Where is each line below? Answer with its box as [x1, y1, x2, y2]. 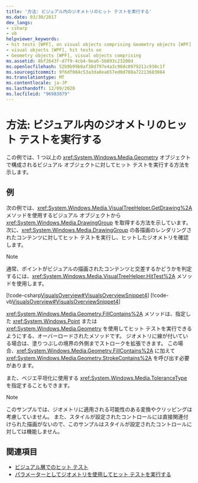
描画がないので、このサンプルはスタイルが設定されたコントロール [26, 420, 187, 427]
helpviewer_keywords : [6, 36, 60, 42]
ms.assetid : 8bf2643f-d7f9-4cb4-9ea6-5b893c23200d [6, 58, 134, 64]
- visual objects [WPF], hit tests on [6, 47, 102, 53]
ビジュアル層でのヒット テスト [14, 464, 89, 471]
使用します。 [16, 280, 47, 287]
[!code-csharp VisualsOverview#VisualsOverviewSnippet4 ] [6, 292, 150, 299]
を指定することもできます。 [6, 381, 73, 389]
